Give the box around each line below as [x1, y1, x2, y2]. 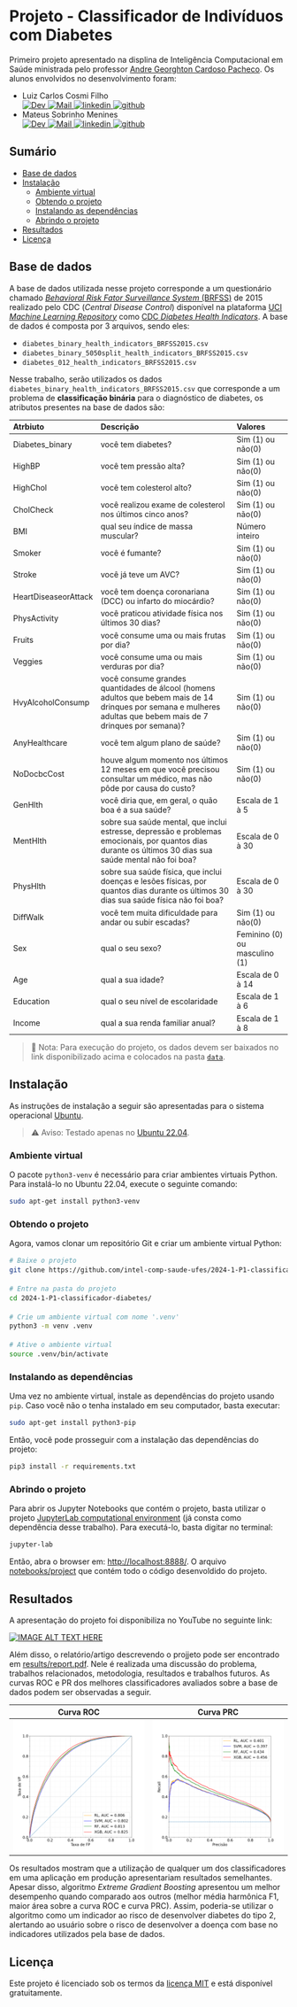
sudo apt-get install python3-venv [9, 1197, 141, 1206]
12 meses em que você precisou [100, 763, 220, 774]
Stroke [12, 570, 37, 580]
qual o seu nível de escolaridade [100, 996, 218, 1006]
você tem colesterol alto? [100, 483, 193, 493]
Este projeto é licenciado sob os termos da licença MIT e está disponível [9, 1978, 273, 1989]
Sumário [9, 144, 57, 159]
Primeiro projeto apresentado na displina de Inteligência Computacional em [9, 54, 284, 65]
